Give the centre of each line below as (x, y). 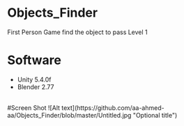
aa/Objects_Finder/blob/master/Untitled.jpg (69, 115)
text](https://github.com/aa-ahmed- (113, 108)
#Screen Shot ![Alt (34, 108)
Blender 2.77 (36, 87)
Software (34, 60)
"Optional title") (155, 115)
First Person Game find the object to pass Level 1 (77, 32)
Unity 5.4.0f (34, 79)
